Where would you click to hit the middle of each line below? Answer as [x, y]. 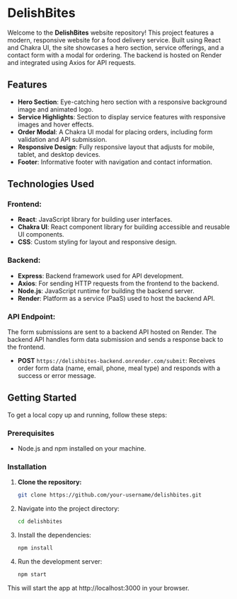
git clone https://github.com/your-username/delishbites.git [110, 495]
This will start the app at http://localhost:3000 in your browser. [98, 588]
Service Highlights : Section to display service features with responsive [122, 117]
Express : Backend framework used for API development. [100, 275]
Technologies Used [51, 184]
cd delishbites [40, 522]
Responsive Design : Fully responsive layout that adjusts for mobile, [116, 147]
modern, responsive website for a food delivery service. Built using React [114, 40]
